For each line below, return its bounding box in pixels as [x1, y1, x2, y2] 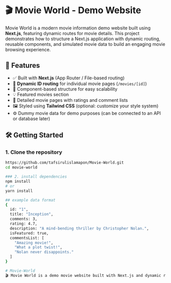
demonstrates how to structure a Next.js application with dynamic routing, [5, 36, 161, 42]
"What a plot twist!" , [14, 245, 63, 250]
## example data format [5, 197, 56, 203]
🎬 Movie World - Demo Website [5, 5, 141, 16]
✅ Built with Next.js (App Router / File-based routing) [12, 75, 125, 81]
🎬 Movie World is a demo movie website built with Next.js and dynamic [5, 273, 161, 278]
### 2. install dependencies [5, 174, 67, 179]
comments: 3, [10, 216, 38, 222]
